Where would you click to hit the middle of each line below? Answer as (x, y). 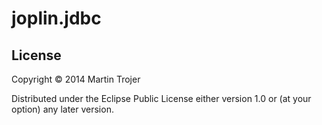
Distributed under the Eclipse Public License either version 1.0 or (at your (161, 98)
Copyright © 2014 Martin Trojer (76, 79)
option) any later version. (62, 109)
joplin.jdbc (56, 18)
